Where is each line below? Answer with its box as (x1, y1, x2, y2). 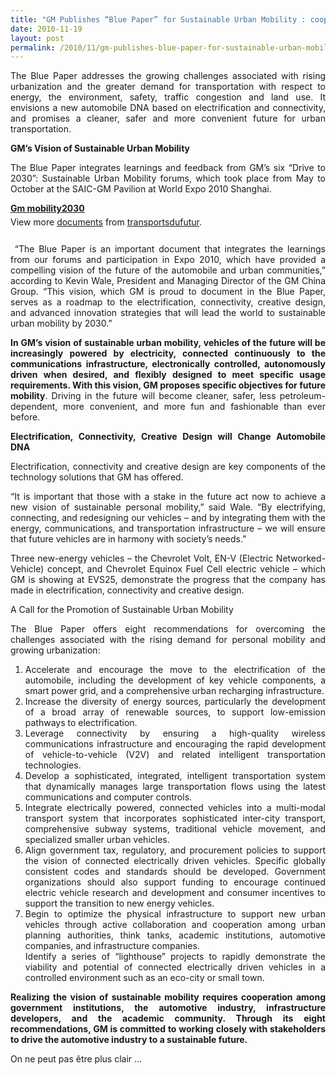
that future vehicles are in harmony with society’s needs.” (10, 533, 247, 545)
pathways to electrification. (24, 717, 138, 729)
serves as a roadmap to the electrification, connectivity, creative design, (10, 296, 326, 308)
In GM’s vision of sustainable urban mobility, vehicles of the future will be (10, 337, 326, 349)
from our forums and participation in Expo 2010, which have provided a (10, 254, 326, 266)
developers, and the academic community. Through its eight (10, 1012, 326, 1025)
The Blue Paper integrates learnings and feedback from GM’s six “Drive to (10, 162, 326, 174)
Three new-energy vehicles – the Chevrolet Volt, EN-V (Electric (10, 552, 274, 565)
